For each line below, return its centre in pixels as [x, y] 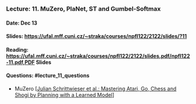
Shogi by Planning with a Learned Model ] [64, 95]
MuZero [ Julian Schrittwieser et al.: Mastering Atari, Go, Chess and [96, 88]
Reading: [17, 49]
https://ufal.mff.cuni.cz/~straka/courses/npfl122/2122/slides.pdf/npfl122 [98, 56]
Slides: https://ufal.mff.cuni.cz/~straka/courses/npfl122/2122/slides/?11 [97, 36]
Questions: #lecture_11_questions [48, 76]
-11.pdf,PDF [21, 62]
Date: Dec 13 [22, 23]
